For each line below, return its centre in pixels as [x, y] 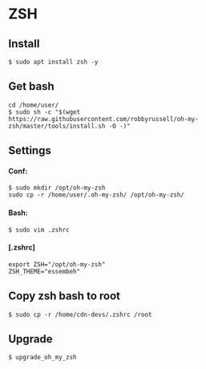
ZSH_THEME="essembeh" [44, 271]
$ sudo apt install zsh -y [53, 62]
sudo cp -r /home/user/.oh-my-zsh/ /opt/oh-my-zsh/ [96, 195]
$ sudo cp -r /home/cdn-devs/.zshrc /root [80, 314]
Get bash [31, 86]
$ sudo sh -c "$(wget [44, 112]
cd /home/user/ [34, 105]
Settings [30, 150]
